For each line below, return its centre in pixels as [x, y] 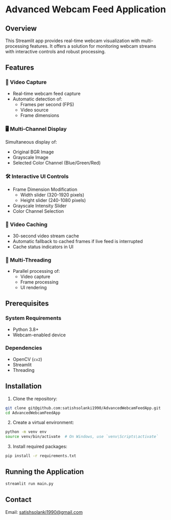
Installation [23, 386]
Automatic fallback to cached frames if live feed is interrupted [78, 241]
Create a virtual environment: [43, 423]
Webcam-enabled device [39, 335]
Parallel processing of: [36, 271]
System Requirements [33, 318]
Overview [21, 28]
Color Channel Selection [38, 211]
